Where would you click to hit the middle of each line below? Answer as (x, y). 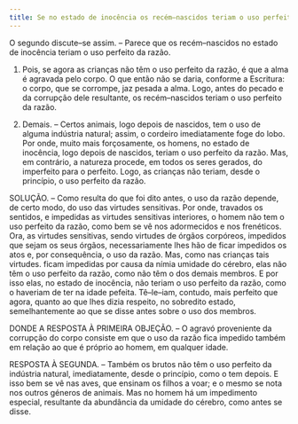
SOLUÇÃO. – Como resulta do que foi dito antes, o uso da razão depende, (144, 198)
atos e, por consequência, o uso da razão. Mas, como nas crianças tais (139, 255)
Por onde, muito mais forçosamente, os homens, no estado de (136, 143)
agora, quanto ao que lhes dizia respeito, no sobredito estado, (123, 302)
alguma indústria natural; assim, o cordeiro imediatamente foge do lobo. (153, 133)
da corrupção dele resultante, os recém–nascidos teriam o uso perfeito (152, 98)
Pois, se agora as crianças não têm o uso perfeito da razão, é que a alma (155, 69)
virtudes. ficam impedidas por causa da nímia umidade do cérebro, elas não (148, 263)
